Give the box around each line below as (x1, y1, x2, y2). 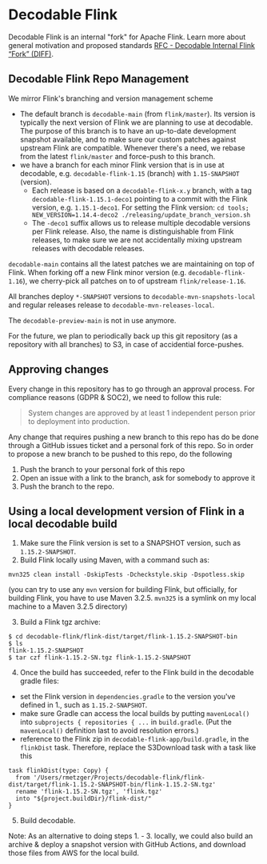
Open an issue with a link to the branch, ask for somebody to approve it (19, 473, 256, 482)
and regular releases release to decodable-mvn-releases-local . (8, 300, 215, 310)
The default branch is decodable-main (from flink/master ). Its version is (19, 109, 256, 118)
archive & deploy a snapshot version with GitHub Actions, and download (8, 840, 246, 850)
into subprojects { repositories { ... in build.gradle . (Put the (19, 718, 232, 727)
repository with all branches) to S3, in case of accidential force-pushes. (8, 339, 245, 349)
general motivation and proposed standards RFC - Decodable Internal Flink (8, 40, 256, 50)
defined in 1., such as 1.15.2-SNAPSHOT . (19, 700, 148, 710)
